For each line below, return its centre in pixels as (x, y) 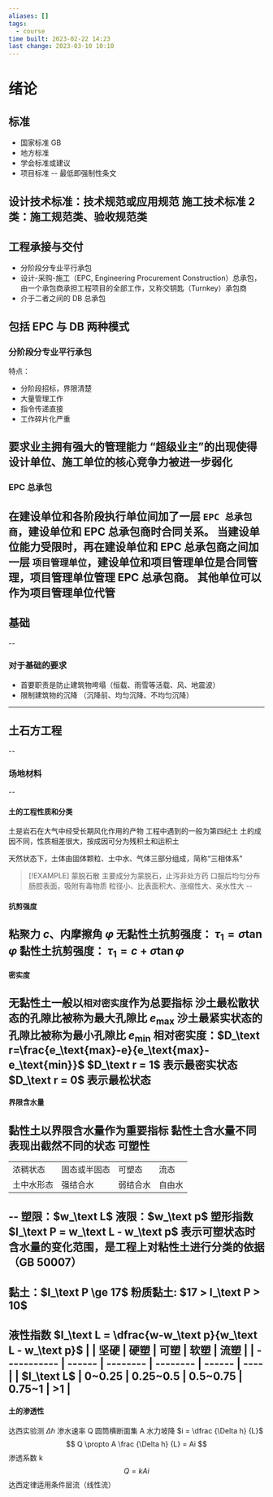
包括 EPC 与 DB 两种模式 (69, 326)
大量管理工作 (41, 399)
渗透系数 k (26, 1457)
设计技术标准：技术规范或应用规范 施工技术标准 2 (132, 201)
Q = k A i (136, 1471)
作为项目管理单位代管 (62, 592)
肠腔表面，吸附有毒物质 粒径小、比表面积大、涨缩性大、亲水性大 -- (141, 886)
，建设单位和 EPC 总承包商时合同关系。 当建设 (133, 531)
